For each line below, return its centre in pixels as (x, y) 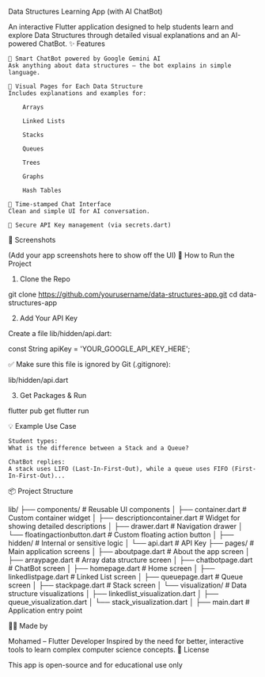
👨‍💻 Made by (28, 626)
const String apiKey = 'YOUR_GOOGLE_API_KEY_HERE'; (99, 349)
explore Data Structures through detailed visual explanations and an (119, 35)
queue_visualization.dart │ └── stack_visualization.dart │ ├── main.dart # (129, 602)
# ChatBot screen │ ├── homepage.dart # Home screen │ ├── (112, 568)
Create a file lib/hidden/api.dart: (60, 333)
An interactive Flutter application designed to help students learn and (121, 27)
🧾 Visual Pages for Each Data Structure (76, 86)
